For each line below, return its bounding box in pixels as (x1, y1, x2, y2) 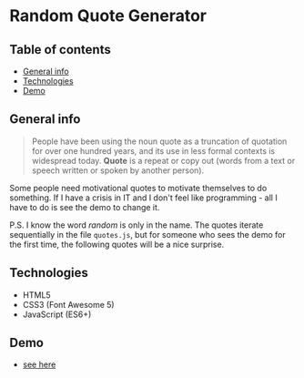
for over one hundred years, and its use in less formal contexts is (31, 145, 276, 156)
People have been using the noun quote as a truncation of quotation (31, 136, 288, 147)
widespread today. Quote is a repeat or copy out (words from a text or (31, 155, 296, 166)
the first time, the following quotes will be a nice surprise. (9, 239, 225, 250)
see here (22, 359, 56, 370)
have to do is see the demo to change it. (9, 201, 160, 212)
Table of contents (9, 42, 111, 57)
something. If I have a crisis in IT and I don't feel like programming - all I (9, 192, 278, 203)
